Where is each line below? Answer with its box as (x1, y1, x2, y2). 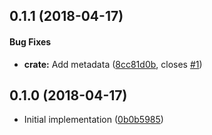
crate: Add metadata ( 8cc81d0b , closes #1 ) (23, 58, 203, 70)
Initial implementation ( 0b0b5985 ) (23, 114, 164, 126)
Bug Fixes (9, 35, 52, 48)
